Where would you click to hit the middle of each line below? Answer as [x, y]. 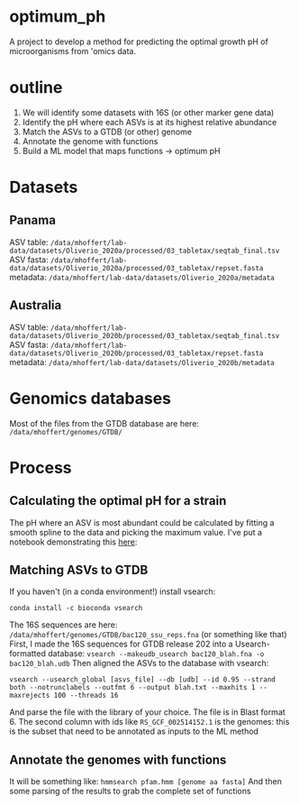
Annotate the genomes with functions [118, 759]
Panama [33, 220]
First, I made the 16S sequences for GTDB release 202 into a [121, 644]
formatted [28, 654]
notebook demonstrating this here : [73, 542]
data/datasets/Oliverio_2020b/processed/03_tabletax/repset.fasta [136, 353]
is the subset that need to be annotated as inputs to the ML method [134, 731]
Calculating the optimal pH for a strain [118, 501]
